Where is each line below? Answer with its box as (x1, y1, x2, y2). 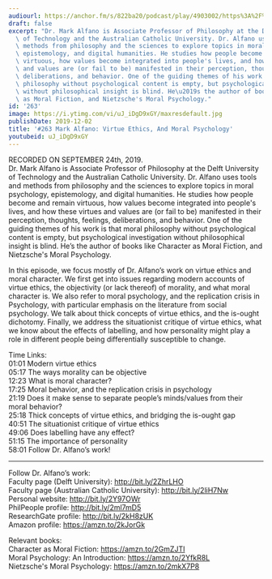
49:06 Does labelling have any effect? (8, 427, 135, 437)
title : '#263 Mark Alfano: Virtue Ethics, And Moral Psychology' (8, 125, 233, 133)
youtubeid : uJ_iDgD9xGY (8, 132, 89, 140)
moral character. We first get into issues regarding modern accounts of (8, 273, 245, 284)
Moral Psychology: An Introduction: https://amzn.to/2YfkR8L (8, 552, 210, 562)
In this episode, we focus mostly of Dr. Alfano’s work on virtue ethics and (8, 265, 252, 275)
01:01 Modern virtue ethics (8, 358, 97, 368)
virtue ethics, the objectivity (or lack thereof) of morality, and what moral (8, 282, 251, 292)
